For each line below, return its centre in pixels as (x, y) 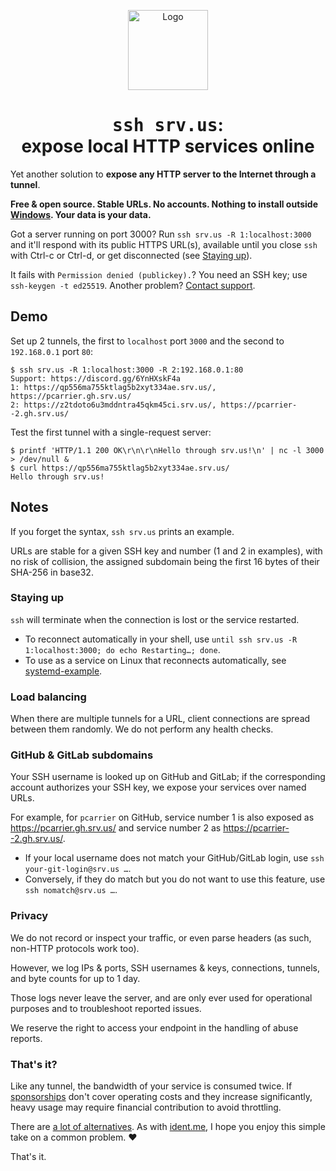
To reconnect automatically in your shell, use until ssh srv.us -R (161, 639)
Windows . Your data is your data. (81, 214)
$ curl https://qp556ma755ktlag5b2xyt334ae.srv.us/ (120, 468)
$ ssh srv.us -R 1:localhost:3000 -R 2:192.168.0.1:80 (127, 370)
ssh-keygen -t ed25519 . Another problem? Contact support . (133, 285)
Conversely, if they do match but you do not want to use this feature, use (175, 879)
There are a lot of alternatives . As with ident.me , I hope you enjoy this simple (168, 1127)
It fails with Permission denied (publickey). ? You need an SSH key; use (159, 274)
